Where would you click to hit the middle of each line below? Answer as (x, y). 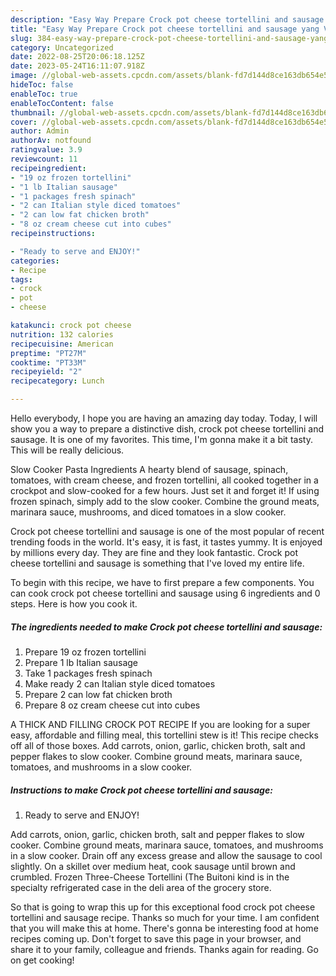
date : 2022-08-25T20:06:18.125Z (77, 57)
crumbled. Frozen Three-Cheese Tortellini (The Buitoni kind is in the (150, 877)
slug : (21, 38)
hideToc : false (42, 85)
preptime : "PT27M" (48, 353)
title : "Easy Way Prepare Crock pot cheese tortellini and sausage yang (165, 29)
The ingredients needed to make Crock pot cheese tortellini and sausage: (166, 627)
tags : (21, 279)
